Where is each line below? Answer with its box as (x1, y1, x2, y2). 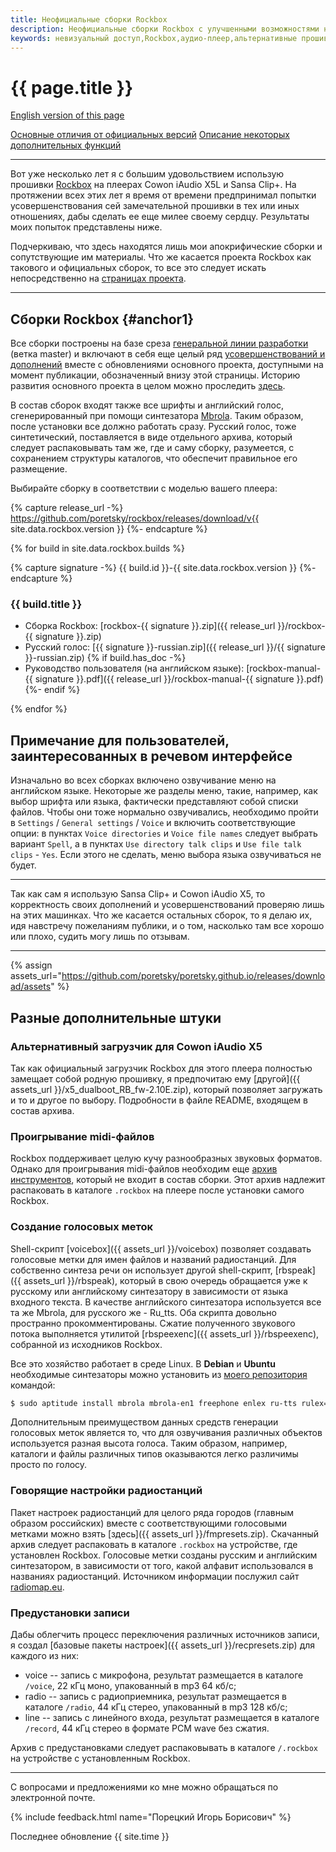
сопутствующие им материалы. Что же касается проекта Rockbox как (10, 251, 312, 263)
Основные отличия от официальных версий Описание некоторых (10, 129, 290, 141)
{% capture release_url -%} (10, 502, 124, 514)
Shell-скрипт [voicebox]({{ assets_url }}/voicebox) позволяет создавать (10, 1242, 312, 1255)
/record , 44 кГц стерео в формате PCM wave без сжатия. (24, 1722, 270, 1734)
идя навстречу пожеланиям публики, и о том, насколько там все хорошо (10, 920, 325, 932)
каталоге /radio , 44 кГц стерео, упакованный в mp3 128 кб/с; (24, 1701, 288, 1713)
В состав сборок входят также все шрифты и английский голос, (10, 399, 284, 411)
